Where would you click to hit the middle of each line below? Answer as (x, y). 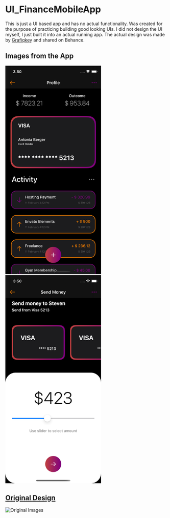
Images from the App (40, 56)
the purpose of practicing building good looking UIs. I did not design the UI (84, 29)
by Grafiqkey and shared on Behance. (45, 40)
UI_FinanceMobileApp (53, 9)
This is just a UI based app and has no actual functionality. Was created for (84, 24)
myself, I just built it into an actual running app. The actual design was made (85, 34)
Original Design (30, 498)
